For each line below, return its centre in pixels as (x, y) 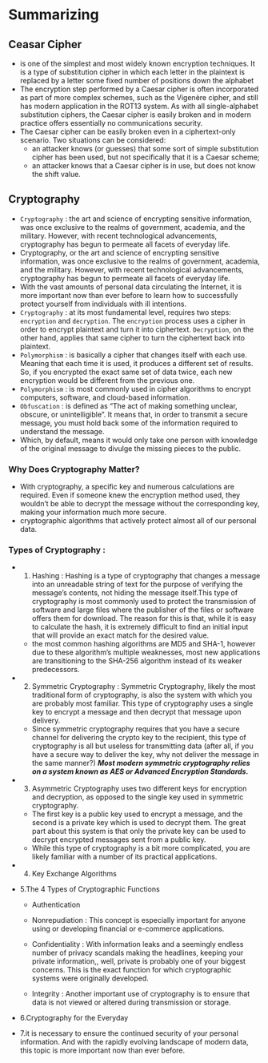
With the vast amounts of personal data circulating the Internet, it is (131, 287)
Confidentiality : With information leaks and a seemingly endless (138, 944)
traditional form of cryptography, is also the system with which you (142, 695)
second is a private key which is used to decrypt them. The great (139, 823)
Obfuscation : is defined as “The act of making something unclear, (128, 405)
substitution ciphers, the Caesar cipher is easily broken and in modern (136, 115)
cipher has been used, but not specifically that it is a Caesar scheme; (146, 157)
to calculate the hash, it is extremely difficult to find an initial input (140, 627)
